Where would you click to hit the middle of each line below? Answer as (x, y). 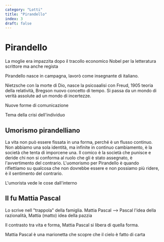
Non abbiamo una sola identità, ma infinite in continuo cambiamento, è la (79, 147)
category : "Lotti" (24, 10)
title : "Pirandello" (26, 14)
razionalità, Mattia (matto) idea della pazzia (49, 215)
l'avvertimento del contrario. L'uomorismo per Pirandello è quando (72, 163)
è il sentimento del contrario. (34, 173)
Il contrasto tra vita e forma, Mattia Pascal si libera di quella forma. (72, 225)
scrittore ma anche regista (32, 66)
